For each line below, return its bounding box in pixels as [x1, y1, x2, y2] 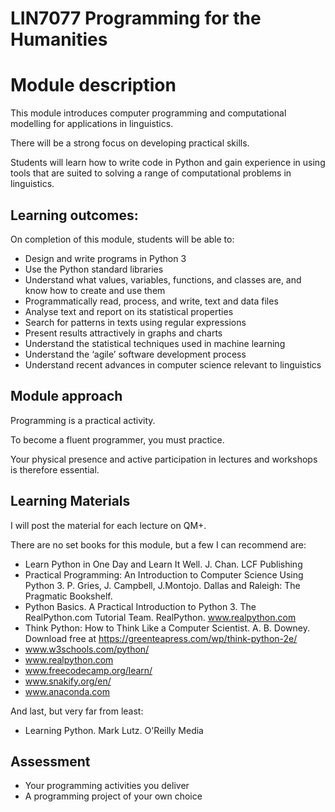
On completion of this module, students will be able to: [10, 233, 235, 245]
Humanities [10, 28, 108, 51]
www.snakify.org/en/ [24, 675, 112, 687]
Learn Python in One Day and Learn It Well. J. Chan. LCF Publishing [24, 558, 303, 570]
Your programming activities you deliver [24, 780, 190, 792]
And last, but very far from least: [10, 705, 144, 717]
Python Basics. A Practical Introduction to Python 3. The [24, 600, 257, 612]
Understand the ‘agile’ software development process [24, 348, 247, 360]
